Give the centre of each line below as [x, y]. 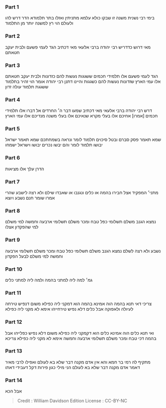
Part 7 [12, 182]
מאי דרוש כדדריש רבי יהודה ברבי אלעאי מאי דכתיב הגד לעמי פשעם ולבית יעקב [78, 47]
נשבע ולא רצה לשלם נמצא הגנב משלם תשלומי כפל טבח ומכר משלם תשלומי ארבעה [83, 251]
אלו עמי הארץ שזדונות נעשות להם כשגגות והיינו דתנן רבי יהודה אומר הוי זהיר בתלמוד [83, 81]
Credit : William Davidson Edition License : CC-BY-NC [72, 401]
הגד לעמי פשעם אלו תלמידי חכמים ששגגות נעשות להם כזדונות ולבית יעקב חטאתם [82, 76]
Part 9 [13, 240]
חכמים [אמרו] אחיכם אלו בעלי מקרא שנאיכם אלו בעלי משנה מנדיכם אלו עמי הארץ [82, 116]
